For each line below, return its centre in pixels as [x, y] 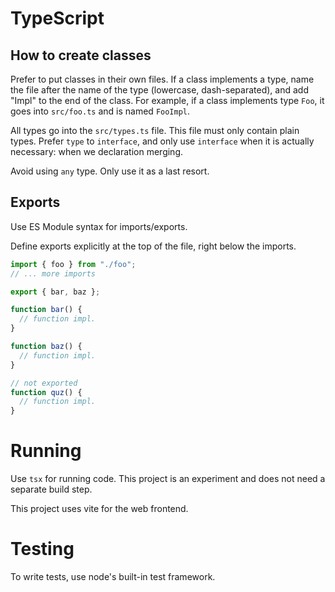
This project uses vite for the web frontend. [99, 509]
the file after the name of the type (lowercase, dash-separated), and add [159, 90]
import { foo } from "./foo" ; [73, 264]
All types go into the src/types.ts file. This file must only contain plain [155, 130]
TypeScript [57, 18]
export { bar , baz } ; [55, 292]
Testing [42, 549]
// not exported [44, 383]
